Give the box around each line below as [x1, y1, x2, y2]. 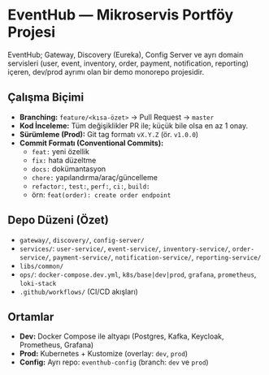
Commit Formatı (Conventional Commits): [19, 138, 164, 148]
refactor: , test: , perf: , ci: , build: [31, 181, 150, 191]
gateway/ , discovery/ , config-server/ [19, 235, 145, 244]
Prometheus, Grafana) [19, 340, 94, 350]
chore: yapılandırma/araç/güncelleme [31, 172, 158, 182]
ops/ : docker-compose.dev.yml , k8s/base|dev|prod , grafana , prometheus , [19, 269, 257, 279]
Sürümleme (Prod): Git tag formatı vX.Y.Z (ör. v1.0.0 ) [19, 129, 199, 139]
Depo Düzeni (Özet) [7, 213, 109, 227]
